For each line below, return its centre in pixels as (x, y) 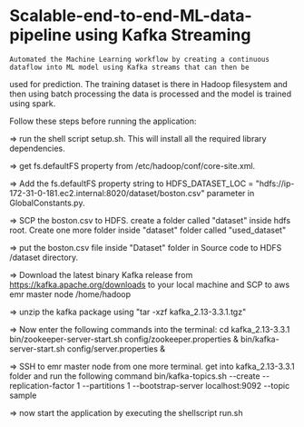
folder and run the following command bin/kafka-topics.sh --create (135, 376)
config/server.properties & (116, 348)
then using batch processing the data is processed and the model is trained (151, 94)
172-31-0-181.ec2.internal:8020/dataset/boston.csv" (107, 193)
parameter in (230, 193)
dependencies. (37, 148)
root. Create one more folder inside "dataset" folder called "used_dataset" (148, 230)
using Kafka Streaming (163, 35)
